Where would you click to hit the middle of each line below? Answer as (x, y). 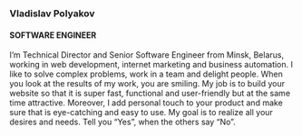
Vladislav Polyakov (52, 14)
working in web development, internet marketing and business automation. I (151, 65)
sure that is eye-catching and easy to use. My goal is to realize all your (141, 113)
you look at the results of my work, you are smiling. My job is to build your (147, 84)
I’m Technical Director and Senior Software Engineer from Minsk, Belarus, (146, 55)
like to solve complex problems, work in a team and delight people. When (146, 74)
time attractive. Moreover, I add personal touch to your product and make (146, 103)
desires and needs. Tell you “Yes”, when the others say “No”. (122, 122)
